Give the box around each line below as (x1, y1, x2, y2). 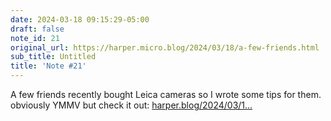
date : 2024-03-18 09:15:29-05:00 (10, 14, 150, 25)
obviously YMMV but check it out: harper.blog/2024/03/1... (10, 99, 253, 111)
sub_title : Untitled (10, 52, 97, 62)
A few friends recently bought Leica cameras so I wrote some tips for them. (10, 89, 322, 100)
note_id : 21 (10, 33, 60, 43)
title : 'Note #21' (10, 61, 87, 71)
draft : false (10, 24, 65, 34)
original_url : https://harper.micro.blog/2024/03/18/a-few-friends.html (10, 42, 320, 53)
